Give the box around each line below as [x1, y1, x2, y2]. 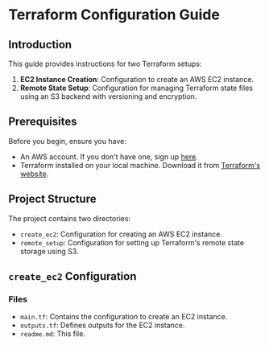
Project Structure [8, 192, 97, 206]
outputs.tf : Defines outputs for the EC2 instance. [19, 320, 185, 331]
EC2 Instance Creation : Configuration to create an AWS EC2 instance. [19, 75, 255, 84]
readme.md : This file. [19, 329, 86, 339]
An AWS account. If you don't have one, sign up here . [19, 151, 199, 162]
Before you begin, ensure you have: [8, 136, 126, 146]
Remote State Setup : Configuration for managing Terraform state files [19, 83, 254, 92]
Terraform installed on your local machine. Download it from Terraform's [19, 160, 261, 170]
